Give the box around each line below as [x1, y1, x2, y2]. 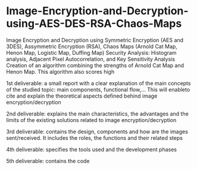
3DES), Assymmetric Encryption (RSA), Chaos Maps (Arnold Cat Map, [6, 43, 177, 50]
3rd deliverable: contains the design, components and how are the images [6, 128, 189, 135]
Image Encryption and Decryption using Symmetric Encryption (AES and [6, 36, 183, 43]
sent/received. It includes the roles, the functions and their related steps [6, 134, 183, 141]
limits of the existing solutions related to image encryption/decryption [6, 116, 177, 123]
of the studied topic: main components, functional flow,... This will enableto [6, 86, 190, 93]
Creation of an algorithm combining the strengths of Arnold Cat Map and [6, 61, 185, 69]
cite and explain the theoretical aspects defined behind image [6, 92, 158, 99]
